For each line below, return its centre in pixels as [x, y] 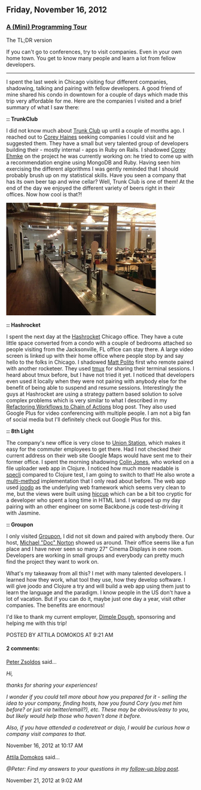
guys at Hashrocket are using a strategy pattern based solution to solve [94, 394]
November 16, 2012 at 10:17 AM [45, 745]
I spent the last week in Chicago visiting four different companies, [87, 82]
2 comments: [23, 648]
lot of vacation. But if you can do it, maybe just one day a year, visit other [96, 599]
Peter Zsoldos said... [31, 662]
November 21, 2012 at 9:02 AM [44, 780]
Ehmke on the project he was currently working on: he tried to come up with [100, 156]
